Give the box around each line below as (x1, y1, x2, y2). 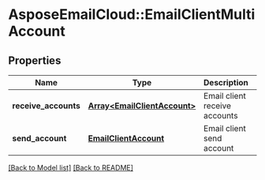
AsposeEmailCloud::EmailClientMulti (8, 6, 256, 24)
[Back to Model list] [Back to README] (8, 163, 134, 172)
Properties (8, 54, 62, 67)
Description (203, 77, 248, 88)
